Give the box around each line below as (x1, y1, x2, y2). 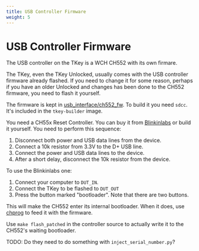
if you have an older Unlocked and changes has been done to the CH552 (6, 84, 185, 91)
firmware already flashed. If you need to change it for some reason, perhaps (6, 77, 193, 84)
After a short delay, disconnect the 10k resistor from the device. (14, 155, 171, 163)
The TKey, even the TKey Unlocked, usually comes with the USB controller (6, 71, 188, 78)
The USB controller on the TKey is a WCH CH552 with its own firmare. (6, 59, 178, 66)
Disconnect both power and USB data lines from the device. (14, 137, 162, 144)
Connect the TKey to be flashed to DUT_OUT (14, 185, 119, 192)
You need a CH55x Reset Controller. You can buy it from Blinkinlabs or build (6, 119, 191, 126)
